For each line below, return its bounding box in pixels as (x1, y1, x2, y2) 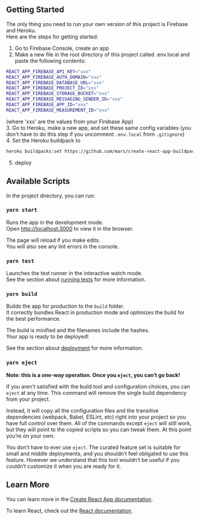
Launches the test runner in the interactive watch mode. (6, 270, 143, 277)
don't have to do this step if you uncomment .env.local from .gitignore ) (6, 130, 185, 138)
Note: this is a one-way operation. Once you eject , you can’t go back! (6, 371, 181, 378)
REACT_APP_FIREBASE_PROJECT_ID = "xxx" (6, 85, 99, 91)
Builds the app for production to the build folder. (6, 302, 125, 310)
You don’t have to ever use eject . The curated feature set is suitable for (6, 444, 181, 451)
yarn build (6, 291, 37, 298)
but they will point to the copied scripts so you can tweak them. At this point (6, 426, 191, 433)
